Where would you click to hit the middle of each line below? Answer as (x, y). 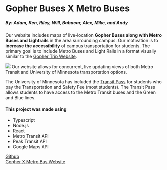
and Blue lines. (21, 98)
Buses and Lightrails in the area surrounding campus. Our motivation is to (82, 41)
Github (12, 157)
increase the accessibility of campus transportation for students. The (78, 46)
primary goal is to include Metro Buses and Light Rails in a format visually (81, 51)
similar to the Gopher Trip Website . (41, 57)
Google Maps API (30, 147)
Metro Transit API (30, 136)
